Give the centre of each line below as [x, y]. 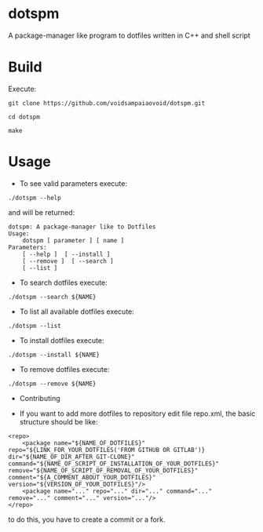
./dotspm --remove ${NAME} [52, 384]
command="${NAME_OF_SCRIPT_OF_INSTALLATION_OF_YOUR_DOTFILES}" [114, 464]
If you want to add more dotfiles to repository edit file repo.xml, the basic [137, 414]
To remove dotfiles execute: [64, 369]
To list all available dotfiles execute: [77, 312]
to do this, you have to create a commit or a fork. [87, 519]
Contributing [40, 398]
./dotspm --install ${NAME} [54, 355]
